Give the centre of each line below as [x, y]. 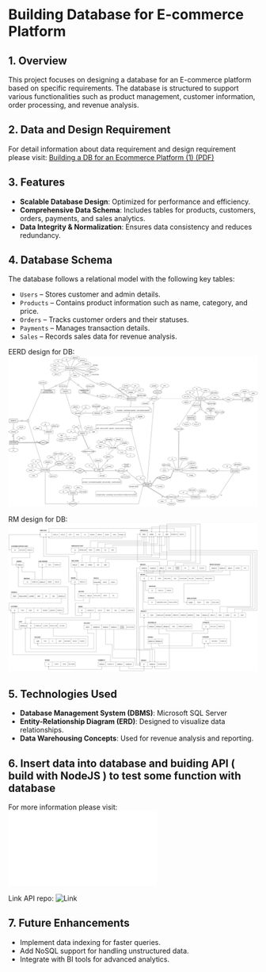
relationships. [42, 730]
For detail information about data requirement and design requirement [122, 149]
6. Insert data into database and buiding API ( [122, 763]
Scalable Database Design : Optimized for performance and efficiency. [135, 201]
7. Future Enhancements [69, 923]
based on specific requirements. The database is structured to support [123, 88]
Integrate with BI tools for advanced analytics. [95, 959]
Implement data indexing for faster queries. [90, 942]
